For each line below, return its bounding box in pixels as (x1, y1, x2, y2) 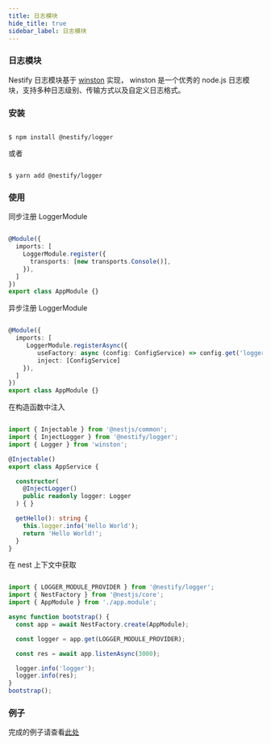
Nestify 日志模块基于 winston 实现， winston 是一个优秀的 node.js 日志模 (8, 74, 250, 85)
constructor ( (15, 477, 60, 485)
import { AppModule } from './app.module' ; (8, 598, 157, 607)
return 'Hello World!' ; (23, 529, 103, 538)
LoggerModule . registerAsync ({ (26, 341, 128, 350)
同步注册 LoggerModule (8, 212, 88, 222)
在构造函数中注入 (8, 402, 65, 412)
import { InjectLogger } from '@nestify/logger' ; (8, 433, 179, 442)
